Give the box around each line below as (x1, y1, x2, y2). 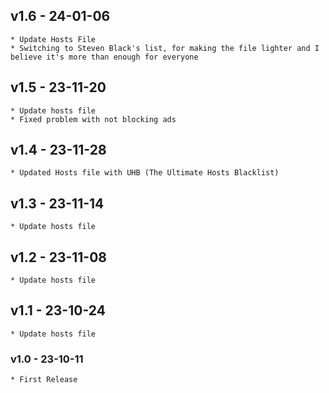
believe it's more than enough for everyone (10, 52, 199, 62)
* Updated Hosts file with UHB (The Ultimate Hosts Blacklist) (10, 168, 280, 178)
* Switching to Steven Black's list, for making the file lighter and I (10, 43, 320, 53)
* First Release (10, 375, 78, 385)
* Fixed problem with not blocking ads (10, 114, 177, 124)
